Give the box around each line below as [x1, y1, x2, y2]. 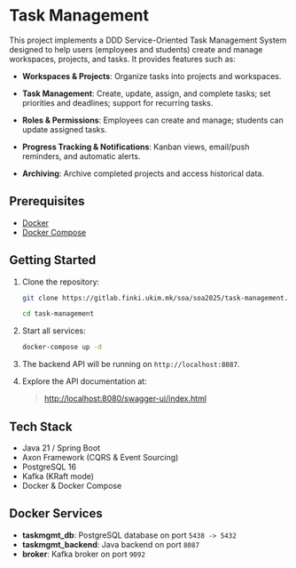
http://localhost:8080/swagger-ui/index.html [43, 393, 206, 404]
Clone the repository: [21, 276, 100, 287]
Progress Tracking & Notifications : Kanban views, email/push [21, 141, 250, 152]
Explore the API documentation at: [21, 376, 148, 387]
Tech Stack [9, 419, 73, 434]
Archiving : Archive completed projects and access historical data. [21, 168, 264, 179]
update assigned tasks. [21, 124, 108, 134]
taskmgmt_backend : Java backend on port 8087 [21, 539, 200, 549]
